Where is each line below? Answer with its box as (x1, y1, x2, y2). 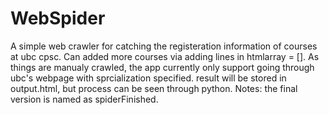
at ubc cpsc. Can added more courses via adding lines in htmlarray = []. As (10, 50, 320, 62)
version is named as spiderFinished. (10, 93, 159, 105)
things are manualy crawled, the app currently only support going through (10, 61, 315, 73)
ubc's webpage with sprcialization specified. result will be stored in (10, 72, 287, 84)
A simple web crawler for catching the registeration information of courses (10, 40, 318, 52)
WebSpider (10, 7, 106, 30)
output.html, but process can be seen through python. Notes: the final (10, 82, 298, 94)
